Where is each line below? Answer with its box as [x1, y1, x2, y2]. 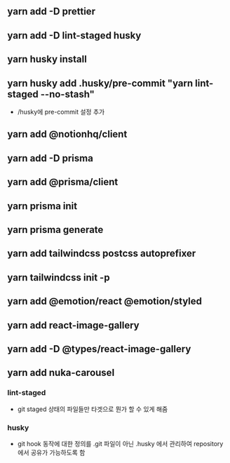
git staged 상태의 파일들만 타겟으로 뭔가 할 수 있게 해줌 [17, 405, 168, 413]
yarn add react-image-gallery [7, 319, 140, 331]
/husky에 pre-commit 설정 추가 [17, 107, 105, 116]
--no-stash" [40, 88, 95, 100]
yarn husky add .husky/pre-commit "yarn [7, 77, 194, 89]
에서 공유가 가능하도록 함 [17, 448, 86, 457]
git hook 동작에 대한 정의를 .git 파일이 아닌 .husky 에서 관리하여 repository [17, 439, 224, 448]
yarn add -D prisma [7, 152, 93, 164]
